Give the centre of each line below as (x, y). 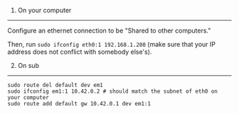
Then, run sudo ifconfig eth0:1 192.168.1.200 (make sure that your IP (111, 44)
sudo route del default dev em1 (55, 85)
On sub (28, 65)
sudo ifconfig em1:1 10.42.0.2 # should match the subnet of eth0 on (113, 91)
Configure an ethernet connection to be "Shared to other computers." (109, 30)
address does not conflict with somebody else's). (80, 52)
